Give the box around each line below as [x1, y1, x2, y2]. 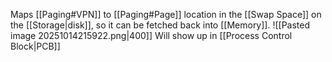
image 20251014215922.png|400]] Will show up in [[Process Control [10, 30, 293, 41]
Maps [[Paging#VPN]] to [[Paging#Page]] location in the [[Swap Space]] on [10, 9, 322, 20]
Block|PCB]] [10, 40, 61, 52]
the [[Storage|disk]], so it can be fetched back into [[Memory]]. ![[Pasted [10, 19, 311, 31]
